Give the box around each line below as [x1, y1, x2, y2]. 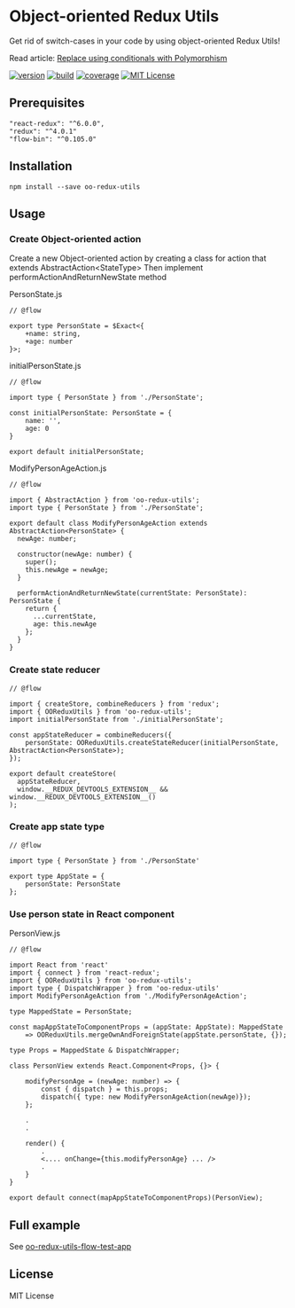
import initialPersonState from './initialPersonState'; [9, 715, 224, 724]
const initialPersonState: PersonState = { [9, 409, 173, 418]
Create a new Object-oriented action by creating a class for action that [9, 253, 268, 263]
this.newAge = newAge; [25, 566, 109, 575]
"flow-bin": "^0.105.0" [9, 135, 97, 144]
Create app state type [9, 820, 105, 833]
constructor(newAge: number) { [17, 550, 133, 560]
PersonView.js [9, 928, 60, 939]
